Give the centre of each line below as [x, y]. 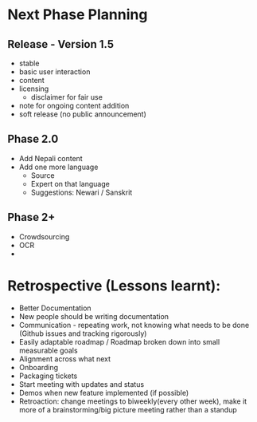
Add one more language [58, 167]
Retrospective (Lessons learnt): [114, 286]
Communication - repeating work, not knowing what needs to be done [134, 325]
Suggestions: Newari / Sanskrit [82, 192]
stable [29, 63]
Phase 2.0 [33, 139]
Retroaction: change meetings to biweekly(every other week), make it [133, 401]
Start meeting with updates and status [82, 384]
